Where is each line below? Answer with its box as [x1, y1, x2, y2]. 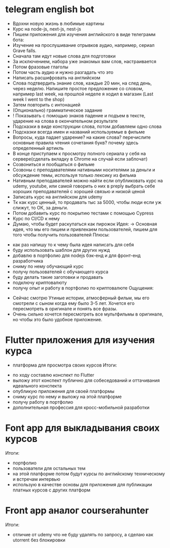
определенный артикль [12, 145, 64, 151]
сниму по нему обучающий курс [12, 263, 84, 269]
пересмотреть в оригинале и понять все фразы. [12, 305, 118, 311]
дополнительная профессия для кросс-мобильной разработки [12, 404, 150, 410]
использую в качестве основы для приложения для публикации [12, 481, 152, 487]
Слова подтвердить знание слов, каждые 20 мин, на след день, [12, 80, 152, 86]
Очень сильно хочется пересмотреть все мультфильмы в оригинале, [12, 311, 164, 317]
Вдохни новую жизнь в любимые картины [12, 20, 105, 27]
